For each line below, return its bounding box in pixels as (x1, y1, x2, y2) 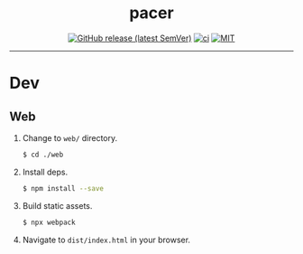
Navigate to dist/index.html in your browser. (22, 234, 191, 245)
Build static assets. (22, 200, 93, 211)
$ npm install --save (22, 183, 104, 193)
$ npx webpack (22, 218, 76, 227)
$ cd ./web (22, 150, 64, 159)
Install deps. (22, 166, 69, 177)
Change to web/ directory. (22, 132, 118, 143)
